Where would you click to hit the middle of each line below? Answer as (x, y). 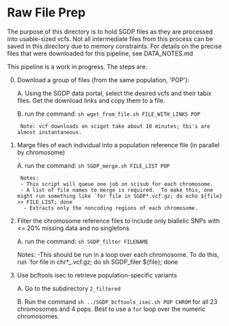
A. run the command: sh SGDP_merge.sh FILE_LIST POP (93, 165)
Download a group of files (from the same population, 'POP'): (103, 79)
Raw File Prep (46, 13)
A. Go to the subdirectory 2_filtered (69, 288)
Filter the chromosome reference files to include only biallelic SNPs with (118, 221)
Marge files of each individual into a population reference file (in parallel (118, 145)
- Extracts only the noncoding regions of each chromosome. (111, 208)
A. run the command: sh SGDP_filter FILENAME (83, 241)
